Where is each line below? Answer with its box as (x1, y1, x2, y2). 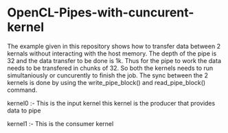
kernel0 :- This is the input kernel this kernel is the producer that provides (7, 99, 216, 107)
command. (7, 86, 38, 94)
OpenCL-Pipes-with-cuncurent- (7, 5, 194, 21)
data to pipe (7, 106, 41, 114)
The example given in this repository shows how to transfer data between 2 (7, 42, 221, 50)
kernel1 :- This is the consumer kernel (7, 119, 114, 128)
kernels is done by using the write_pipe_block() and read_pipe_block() (7, 78, 206, 86)
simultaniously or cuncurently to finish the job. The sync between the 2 (7, 71, 208, 80)
